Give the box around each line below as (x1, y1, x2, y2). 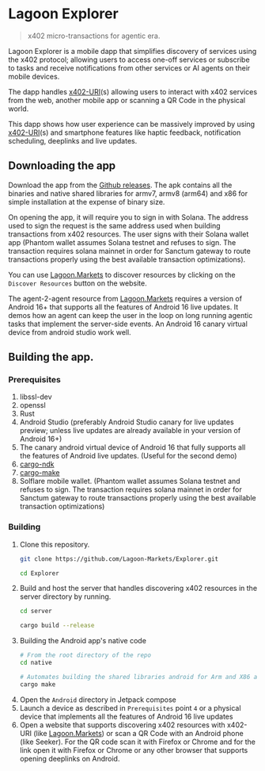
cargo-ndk (19, 459, 55, 469)
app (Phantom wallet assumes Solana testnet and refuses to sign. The (8, 237, 237, 247)
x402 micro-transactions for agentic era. (27, 31, 161, 40)
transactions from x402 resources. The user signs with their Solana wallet (8, 229, 249, 239)
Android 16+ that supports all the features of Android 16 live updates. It (8, 302, 239, 312)
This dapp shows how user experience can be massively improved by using (8, 119, 256, 128)
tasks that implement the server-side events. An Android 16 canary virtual (8, 319, 248, 328)
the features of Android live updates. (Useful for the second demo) (19, 451, 237, 461)
